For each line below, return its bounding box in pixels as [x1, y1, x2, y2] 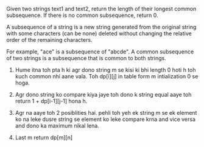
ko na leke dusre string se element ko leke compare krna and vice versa [15, 115, 196, 123]
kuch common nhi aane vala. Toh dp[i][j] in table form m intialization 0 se [15, 73, 199, 80]
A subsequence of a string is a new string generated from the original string [6, 24, 197, 30]
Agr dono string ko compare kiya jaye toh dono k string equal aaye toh [15, 91, 192, 98]
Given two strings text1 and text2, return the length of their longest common [6, 5, 197, 12]
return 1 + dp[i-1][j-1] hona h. [15, 97, 88, 104]
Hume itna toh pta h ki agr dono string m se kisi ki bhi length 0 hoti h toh [15, 66, 196, 73]
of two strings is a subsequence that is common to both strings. [6, 55, 166, 61]
